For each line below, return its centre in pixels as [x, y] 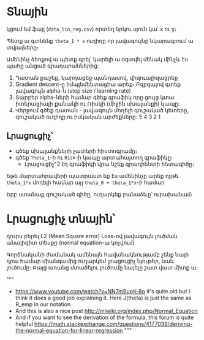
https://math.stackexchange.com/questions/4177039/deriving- [114, 323]
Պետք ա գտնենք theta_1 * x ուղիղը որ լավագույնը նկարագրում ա [100, 41]
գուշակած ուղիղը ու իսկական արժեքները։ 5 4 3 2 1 [88, 117]
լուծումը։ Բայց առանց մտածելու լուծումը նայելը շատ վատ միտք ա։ [102, 267]
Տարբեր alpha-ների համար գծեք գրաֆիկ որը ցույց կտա [95, 97]
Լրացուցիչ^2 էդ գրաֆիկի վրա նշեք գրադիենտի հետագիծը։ [109, 164]
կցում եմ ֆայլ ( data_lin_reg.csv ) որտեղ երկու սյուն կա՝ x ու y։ [92, 29]
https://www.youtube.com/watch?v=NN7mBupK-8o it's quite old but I [103, 291]
